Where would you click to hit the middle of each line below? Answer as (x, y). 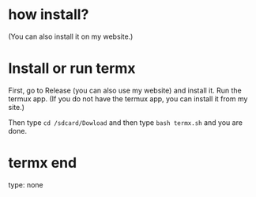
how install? (49, 15)
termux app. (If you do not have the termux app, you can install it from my (128, 98)
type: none (26, 184)
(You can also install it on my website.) (71, 36)
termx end (43, 163)
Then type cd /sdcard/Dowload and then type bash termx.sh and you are (126, 122)
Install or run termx (72, 68)
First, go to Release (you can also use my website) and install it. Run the (125, 90)
